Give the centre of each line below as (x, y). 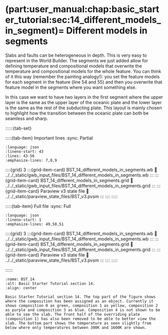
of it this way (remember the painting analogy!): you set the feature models (82, 76)
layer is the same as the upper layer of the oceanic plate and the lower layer (83, 102)
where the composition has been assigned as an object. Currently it (79, 301)
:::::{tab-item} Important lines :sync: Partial (49, 138)
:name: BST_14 (20, 279)
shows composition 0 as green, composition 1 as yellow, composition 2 (81, 305)
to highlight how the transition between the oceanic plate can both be (77, 113)
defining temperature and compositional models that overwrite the (73, 66)
